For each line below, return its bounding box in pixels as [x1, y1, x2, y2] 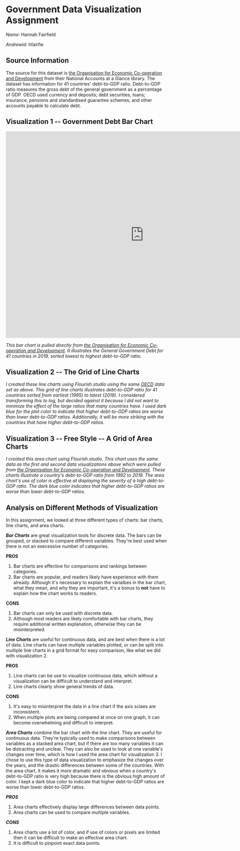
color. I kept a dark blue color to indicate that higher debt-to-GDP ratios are [6, 779, 164, 784]
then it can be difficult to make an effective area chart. [13, 835, 128, 841]
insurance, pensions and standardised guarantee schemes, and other [6, 97, 152, 103]
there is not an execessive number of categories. [6, 543, 109, 549]
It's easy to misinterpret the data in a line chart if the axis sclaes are [13, 703, 156, 709]
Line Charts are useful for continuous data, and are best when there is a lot [6, 636, 165, 642]
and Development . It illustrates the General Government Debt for [27, 347, 163, 354]
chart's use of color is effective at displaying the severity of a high [6, 478, 146, 484]
